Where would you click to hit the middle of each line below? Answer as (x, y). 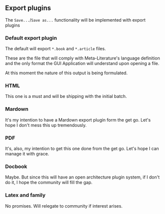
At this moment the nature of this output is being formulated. (66, 73)
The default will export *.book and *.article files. (55, 49)
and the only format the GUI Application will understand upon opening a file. (82, 63)
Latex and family (25, 195)
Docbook (16, 166)
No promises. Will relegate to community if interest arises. (64, 206)
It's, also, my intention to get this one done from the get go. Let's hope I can (82, 149)
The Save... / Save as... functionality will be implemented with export (75, 20)
